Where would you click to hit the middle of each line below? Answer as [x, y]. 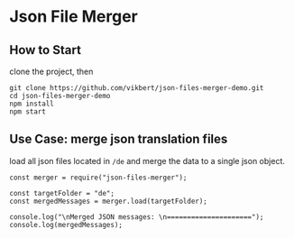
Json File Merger [73, 17]
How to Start [45, 50]
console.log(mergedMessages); [66, 224]
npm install [32, 104]
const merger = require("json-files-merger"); [98, 178]
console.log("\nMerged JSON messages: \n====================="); [137, 217]
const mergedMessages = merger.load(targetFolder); [108, 201]
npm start [28, 112]
